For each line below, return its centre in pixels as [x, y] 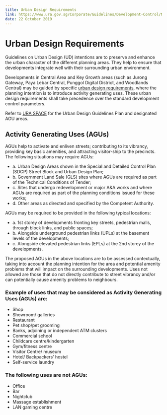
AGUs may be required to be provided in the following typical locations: [78, 213]
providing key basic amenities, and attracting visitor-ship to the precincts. [80, 151]
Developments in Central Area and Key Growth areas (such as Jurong [76, 77]
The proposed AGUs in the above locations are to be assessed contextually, [83, 259]
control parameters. [25, 104]
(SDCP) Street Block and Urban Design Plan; [58, 172]
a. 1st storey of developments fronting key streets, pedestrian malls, [82, 223]
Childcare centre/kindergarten [43, 341]
